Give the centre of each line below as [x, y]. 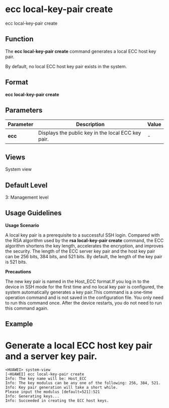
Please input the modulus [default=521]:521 [53, 392]
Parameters [24, 110]
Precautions [18, 271]
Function [19, 39]
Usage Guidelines [33, 213]
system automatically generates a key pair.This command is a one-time [79, 292]
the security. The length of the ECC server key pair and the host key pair [80, 251]
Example [19, 324]
